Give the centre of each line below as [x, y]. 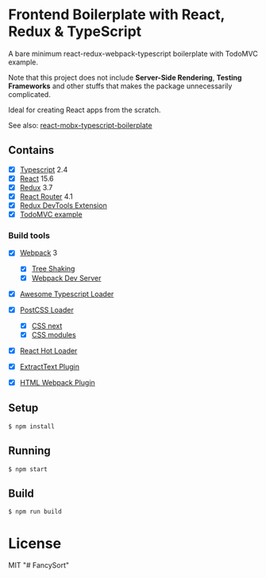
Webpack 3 [39, 253]
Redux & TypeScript [75, 31]
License [35, 543]
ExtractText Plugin [50, 366]
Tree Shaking [53, 269]
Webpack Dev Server [66, 278]
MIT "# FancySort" [39, 565]
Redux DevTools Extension [63, 205]
